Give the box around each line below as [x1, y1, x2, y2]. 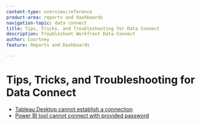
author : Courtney [6, 36, 50, 42]
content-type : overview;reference [6, 8, 93, 15]
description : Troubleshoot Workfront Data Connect [6, 31, 136, 37]
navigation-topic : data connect [6, 20, 87, 26]
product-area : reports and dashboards [6, 14, 103, 20]
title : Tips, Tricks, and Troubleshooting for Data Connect [6, 25, 160, 32]
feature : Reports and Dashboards [6, 42, 90, 48]
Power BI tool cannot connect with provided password [14, 112, 149, 119]
